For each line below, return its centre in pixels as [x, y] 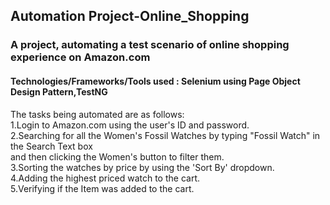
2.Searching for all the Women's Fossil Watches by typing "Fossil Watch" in [165, 135]
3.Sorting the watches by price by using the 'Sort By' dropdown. [142, 167]
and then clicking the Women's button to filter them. [117, 156]
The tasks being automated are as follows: [97, 114]
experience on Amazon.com [80, 57]
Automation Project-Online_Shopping [130, 16]
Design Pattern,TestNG [59, 91]
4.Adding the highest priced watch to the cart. [105, 178]
